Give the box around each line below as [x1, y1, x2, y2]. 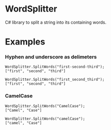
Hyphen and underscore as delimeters [5, 54, 97, 60]
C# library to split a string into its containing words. [5, 19, 107, 25]
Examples [5, 36, 45, 47]
